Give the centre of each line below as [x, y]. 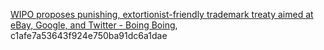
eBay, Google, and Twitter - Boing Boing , [94, 25]
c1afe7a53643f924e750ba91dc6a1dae [89, 35]
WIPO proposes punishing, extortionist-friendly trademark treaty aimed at [162, 14]
